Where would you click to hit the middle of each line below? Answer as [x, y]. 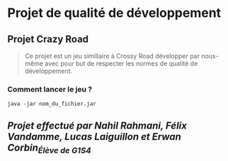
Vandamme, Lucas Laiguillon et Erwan [95, 137]
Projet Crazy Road [48, 39]
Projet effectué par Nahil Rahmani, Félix [97, 125]
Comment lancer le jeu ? [50, 89]
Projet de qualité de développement [114, 13]
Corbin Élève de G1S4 [49, 148]
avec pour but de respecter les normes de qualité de [121, 64]
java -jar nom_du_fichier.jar [52, 104]
